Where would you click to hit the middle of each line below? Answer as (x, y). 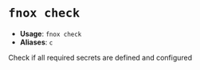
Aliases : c (36, 42)
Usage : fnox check (51, 33)
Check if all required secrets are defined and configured (100, 57)
